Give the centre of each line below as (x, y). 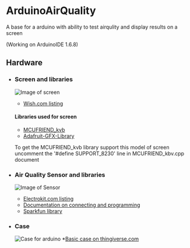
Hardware (24, 63)
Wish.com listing (43, 103)
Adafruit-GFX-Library (49, 136)
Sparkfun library (43, 211)
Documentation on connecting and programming (82, 205)
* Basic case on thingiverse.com (101, 239)
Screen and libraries (44, 79)
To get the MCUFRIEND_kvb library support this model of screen (92, 147)
